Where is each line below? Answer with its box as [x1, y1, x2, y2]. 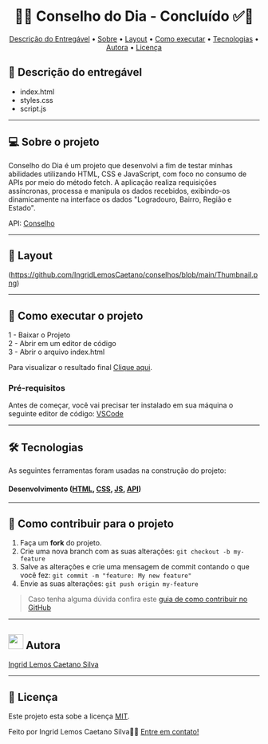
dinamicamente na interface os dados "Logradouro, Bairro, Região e [8, 195, 232, 204]
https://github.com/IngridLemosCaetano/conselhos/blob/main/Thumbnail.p [10, 270, 258, 280]
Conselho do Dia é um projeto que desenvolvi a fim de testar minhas [8, 160, 233, 170]
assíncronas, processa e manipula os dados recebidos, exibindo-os [8, 186, 231, 195]
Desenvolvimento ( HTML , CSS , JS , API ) [8, 484, 142, 494]
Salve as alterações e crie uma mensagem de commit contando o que [19, 562, 250, 572]
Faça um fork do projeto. [19, 538, 102, 548]
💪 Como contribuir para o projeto [8, 517, 174, 530]
